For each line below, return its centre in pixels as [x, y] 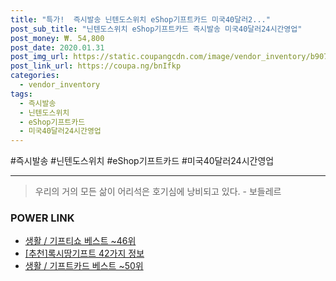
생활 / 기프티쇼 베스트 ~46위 [80, 241]
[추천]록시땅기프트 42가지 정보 [84, 253]
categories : [35, 76]
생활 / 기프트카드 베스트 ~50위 [84, 266]
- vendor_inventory [60, 85]
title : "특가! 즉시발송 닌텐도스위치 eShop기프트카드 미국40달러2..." [140, 19]
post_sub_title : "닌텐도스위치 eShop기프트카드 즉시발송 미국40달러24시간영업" [156, 29]
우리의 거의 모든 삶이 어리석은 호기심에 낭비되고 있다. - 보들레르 [158, 192]
